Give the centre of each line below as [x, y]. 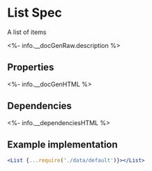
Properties [31, 67]
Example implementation [63, 144]
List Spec [35, 13]
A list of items [27, 32]
